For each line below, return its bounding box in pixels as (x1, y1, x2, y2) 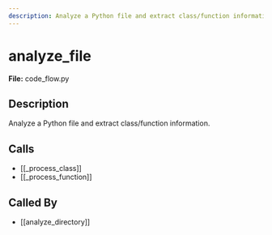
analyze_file (8, 46, 91, 65)
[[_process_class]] (19, 164, 83, 173)
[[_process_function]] (19, 172, 92, 182)
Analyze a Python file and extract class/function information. (8, 118, 210, 128)
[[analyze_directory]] (19, 217, 91, 227)
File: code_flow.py (8, 74, 70, 83)
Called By (8, 195, 58, 209)
